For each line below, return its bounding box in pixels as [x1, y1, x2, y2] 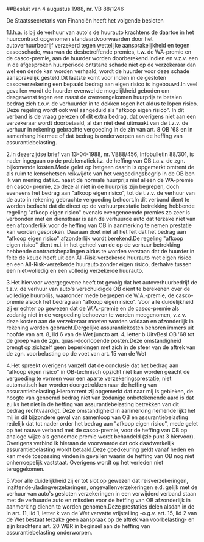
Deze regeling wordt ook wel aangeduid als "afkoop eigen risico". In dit [6, 107, 185, 113]
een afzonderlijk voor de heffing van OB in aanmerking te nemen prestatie [6, 222, 192, 229]
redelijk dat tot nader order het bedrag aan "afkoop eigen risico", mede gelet [6, 420, 199, 427]
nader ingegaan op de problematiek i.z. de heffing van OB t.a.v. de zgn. [6, 157, 186, 164]
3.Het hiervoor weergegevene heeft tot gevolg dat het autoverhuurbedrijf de [6, 279, 198, 286]
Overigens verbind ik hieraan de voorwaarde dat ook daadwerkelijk [6, 440, 175, 446]
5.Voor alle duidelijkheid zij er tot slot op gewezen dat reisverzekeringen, [6, 477, 189, 484]
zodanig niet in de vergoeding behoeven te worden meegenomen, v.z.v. [6, 311, 187, 319]
